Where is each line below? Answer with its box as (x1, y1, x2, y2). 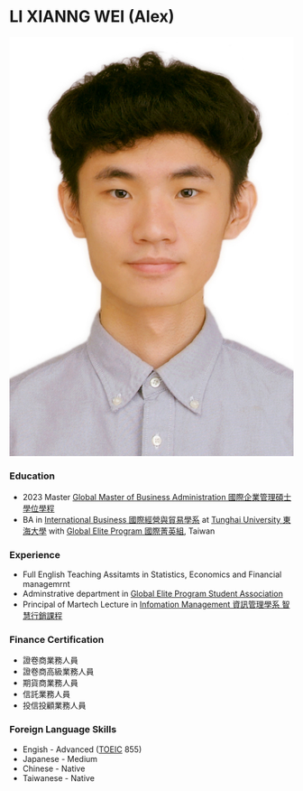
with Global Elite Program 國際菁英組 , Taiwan (48, 526, 216, 536)
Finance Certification (9, 634, 105, 647)
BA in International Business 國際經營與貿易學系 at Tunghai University (22, 514, 281, 525)
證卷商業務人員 (22, 655, 78, 665)
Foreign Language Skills (9, 723, 117, 736)
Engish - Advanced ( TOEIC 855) (22, 743, 142, 755)
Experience (9, 548, 60, 561)
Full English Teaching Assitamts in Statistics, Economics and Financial (22, 569, 282, 580)
